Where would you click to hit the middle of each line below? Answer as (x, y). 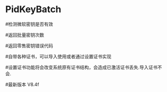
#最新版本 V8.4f (22, 84)
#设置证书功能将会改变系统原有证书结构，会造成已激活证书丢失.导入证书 (81, 67)
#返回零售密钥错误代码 (29, 45)
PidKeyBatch (33, 9)
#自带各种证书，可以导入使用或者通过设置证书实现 (58, 56)
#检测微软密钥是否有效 (29, 24)
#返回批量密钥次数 (25, 35)
